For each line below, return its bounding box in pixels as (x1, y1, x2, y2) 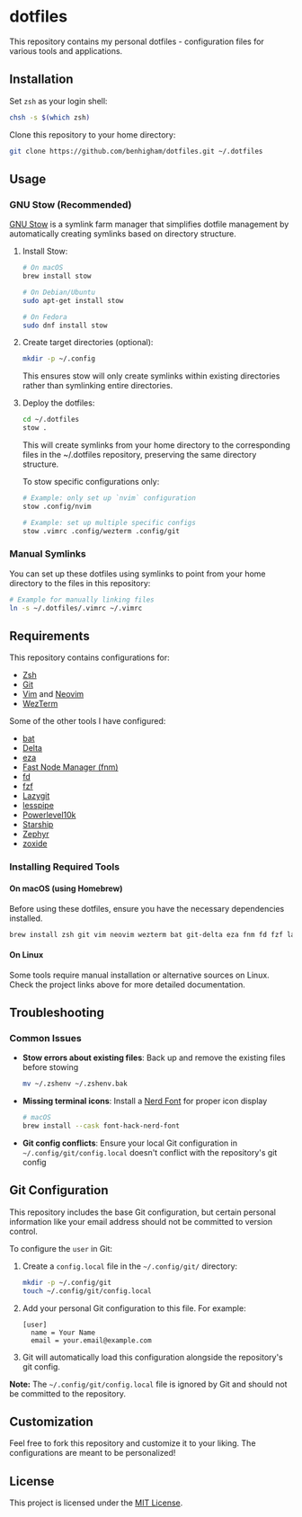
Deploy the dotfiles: (22, 397, 95, 408)
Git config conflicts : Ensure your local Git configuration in (22, 1138, 238, 1148)
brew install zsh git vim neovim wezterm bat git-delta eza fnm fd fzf (9, 930, 283, 939)
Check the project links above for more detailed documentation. (9, 978, 245, 990)
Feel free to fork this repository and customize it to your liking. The (9, 1438, 256, 1449)
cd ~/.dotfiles (22, 415, 80, 424)
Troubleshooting (9, 1005, 105, 1021)
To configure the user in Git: (9, 1243, 113, 1254)
